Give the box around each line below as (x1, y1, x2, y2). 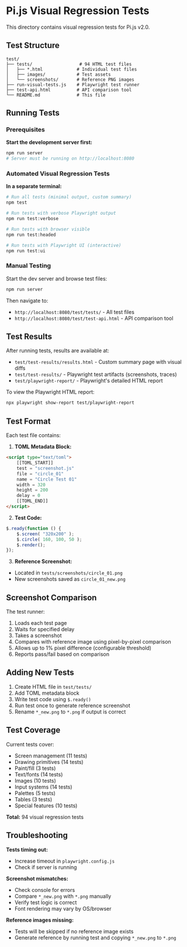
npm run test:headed (6, 232, 57, 238)
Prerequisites (6, 126, 45, 134)
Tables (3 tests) (14, 796, 53, 803)
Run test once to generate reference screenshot (14, 702, 130, 709)
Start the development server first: (6, 139, 92, 146)
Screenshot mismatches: (6, 875, 68, 882)
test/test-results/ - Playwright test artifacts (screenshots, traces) (14, 371, 177, 378)
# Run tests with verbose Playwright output (6, 210, 116, 217)
